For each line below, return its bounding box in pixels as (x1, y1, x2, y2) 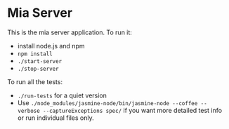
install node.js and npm (17, 41, 85, 50)
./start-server (17, 57, 63, 64)
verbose (17, 107, 40, 114)
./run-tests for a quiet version (17, 91, 107, 100)
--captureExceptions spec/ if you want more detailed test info (43, 106, 223, 114)
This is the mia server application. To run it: (7, 28, 132, 36)
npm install (17, 50, 53, 57)
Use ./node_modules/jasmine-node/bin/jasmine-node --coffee (17, 98, 198, 107)
